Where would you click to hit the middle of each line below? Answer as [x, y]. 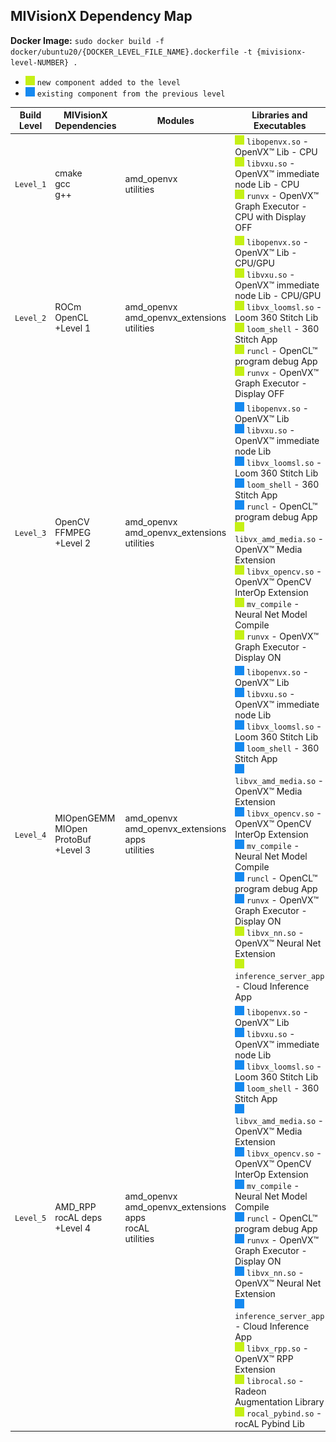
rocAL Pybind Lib [269, 1423]
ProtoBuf [73, 840]
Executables [280, 126]
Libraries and [279, 115]
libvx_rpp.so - [277, 1348]
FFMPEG [73, 533]
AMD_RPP [75, 1206]
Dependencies [85, 126]
